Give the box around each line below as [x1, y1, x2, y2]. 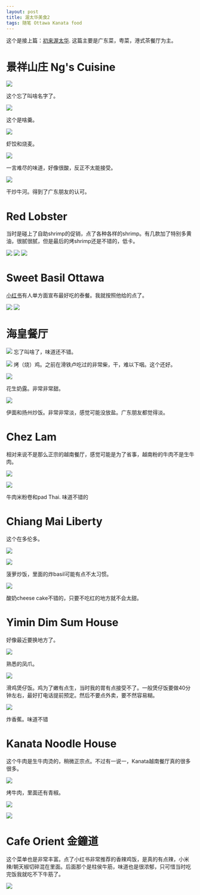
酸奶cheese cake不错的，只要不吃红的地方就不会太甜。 [6, 594, 142, 602]
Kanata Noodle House [6, 737, 117, 751]
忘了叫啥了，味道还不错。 [13, 348, 76, 356]
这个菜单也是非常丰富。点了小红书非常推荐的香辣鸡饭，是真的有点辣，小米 [6, 855, 189, 863]
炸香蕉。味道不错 [6, 715, 48, 723]
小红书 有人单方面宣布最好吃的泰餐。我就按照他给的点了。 [6, 292, 147, 299]
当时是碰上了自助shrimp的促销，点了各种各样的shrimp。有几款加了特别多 [6, 230, 187, 237]
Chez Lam [6, 430, 57, 444]
